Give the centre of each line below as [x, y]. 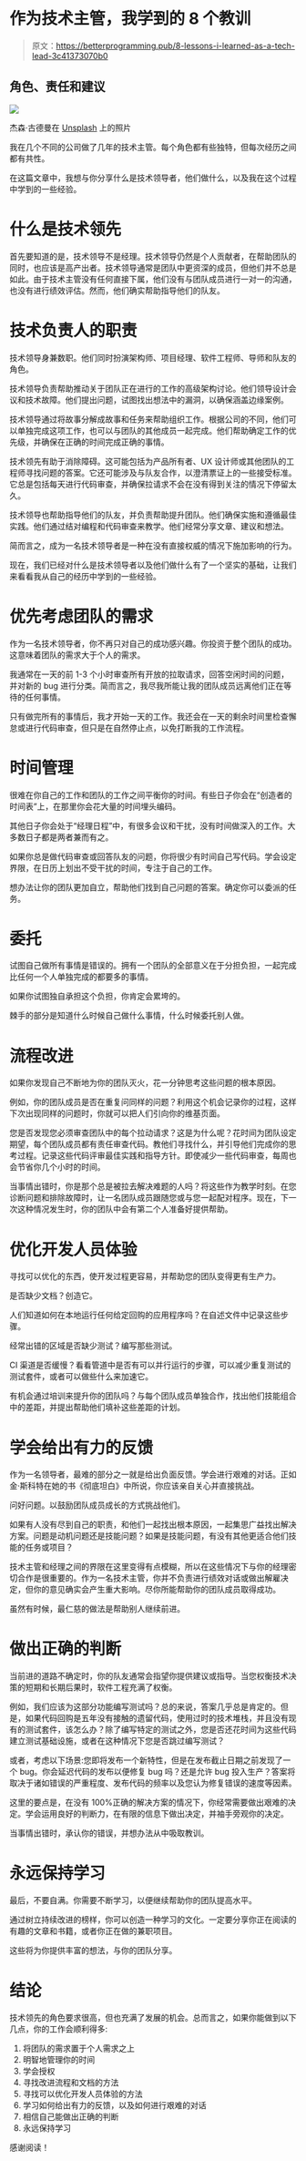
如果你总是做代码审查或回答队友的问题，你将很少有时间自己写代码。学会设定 [153, 856]
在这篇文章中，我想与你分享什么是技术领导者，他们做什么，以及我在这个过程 [153, 178]
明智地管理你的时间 [59, 2060]
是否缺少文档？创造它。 [53, 1296]
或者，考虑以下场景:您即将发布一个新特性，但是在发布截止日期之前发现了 [147, 1760]
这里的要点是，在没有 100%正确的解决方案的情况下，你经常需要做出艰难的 [149, 1803]
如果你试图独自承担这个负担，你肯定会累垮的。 [97, 996]
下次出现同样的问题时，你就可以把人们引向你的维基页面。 [117, 1113]
